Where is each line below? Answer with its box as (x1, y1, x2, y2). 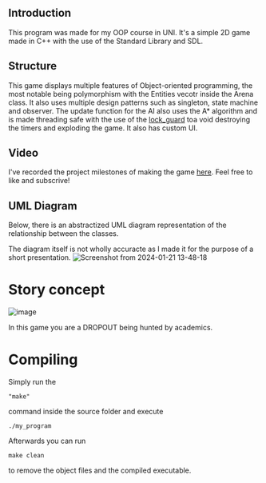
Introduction (8, 6, 72, 20)
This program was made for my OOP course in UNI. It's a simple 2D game (8, 27, 251, 37)
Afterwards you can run (8, 436, 86, 446)
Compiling (8, 351, 78, 369)
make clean (8, 452, 45, 460)
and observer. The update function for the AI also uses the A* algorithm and (8, 106, 258, 115)
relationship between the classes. (8, 229, 119, 238)
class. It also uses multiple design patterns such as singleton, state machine (8, 98, 258, 107)
